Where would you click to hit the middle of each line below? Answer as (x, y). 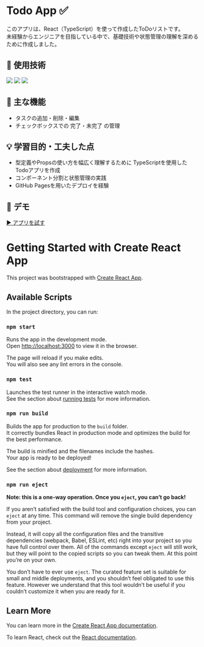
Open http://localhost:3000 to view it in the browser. (72, 346)
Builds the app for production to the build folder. (67, 426)
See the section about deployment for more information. (77, 469)
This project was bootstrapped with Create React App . (75, 278)
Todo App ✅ (37, 11)
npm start (21, 327)
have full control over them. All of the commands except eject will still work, (102, 547)
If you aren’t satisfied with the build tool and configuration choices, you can (101, 509)
